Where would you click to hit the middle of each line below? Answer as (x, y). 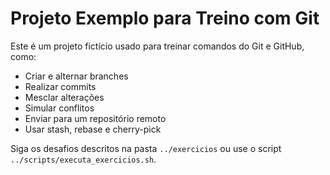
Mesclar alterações (64, 97)
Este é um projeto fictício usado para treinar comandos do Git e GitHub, (157, 46)
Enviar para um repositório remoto (95, 118)
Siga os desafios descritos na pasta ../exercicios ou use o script (146, 148)
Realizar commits (60, 86)
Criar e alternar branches (76, 76)
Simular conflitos (59, 108)
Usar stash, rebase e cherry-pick (93, 129)
